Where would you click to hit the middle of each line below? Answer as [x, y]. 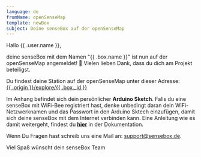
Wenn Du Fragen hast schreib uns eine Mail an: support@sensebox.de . [94, 136]
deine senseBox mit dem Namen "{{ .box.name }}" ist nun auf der [87, 57]
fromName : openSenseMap [36, 17]
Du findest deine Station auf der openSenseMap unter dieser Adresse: [93, 81]
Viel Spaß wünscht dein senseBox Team [56, 147]
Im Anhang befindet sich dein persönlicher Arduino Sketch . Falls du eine [96, 99]
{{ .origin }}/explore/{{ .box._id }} [47, 88]
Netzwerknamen [27, 112]
